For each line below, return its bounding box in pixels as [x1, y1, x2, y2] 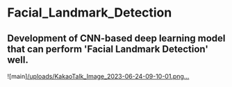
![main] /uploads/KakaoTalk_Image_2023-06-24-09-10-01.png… [7, 72, 190, 80]
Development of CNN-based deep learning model [7, 32, 226, 44]
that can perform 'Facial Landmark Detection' [7, 43, 208, 55]
